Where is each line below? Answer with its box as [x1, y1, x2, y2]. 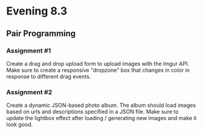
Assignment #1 [6, 46, 51, 55]
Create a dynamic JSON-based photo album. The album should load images [6, 101, 196, 109]
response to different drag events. [6, 72, 91, 80]
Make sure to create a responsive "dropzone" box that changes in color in [6, 66, 190, 74]
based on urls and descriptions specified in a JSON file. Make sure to [6, 108, 179, 115]
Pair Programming [6, 28, 76, 39]
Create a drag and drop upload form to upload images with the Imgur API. [6, 60, 189, 67]
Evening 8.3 [6, 4, 68, 18]
